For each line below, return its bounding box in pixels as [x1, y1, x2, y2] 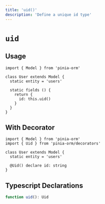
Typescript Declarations [5, 181, 83, 190]
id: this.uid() [18, 96, 51, 101]
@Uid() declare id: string [10, 163, 67, 168]
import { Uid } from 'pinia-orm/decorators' [5, 141, 101, 146]
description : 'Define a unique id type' [5, 12, 92, 17]
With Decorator [5, 123, 55, 132]
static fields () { [10, 87, 51, 92]
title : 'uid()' [5, 7, 38, 13]
